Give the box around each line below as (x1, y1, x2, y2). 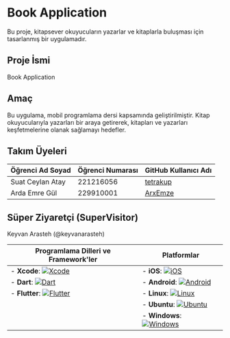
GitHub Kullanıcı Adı (144, 166, 212, 176)
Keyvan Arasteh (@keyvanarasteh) (7, 230, 105, 238)
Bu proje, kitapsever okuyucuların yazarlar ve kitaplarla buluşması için (7, 27, 204, 36)
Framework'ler (48, 255, 98, 265)
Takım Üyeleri (7, 145, 67, 157)
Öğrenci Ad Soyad (10, 166, 71, 176)
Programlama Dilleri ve (35, 246, 111, 256)
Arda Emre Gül (10, 189, 57, 198)
